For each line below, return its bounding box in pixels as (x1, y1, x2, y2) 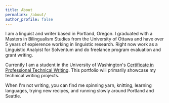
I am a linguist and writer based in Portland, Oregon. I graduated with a (5, 31, 153, 37)
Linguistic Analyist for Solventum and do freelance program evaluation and (5, 46, 161, 53)
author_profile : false (5, 17, 53, 22)
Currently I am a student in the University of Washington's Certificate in (5, 62, 154, 68)
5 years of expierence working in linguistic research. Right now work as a (5, 41, 158, 47)
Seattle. (5, 93, 21, 99)
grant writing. (5, 52, 33, 58)
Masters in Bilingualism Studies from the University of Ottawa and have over (5, 36, 164, 42)
